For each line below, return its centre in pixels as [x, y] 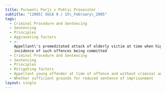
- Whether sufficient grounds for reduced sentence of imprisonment [82, 78]
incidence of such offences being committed [61, 51]
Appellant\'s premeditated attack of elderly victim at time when [84, 46]
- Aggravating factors [33, 37]
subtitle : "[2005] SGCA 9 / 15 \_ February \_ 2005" [56, 14]
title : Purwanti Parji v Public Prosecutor [51, 10]
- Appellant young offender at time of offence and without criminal [83, 74]
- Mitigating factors [32, 69]
